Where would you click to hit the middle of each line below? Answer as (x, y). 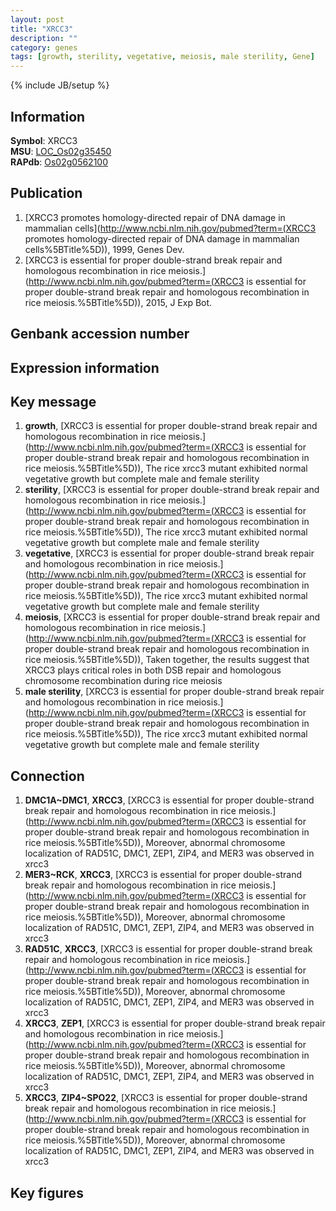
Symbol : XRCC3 (44, 140)
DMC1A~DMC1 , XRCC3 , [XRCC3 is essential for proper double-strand (169, 800)
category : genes (44, 47)
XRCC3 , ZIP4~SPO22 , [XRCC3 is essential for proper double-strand (166, 1098)
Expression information (85, 367)
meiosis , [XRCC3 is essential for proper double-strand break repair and (172, 617)
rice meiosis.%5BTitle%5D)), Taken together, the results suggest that (167, 660)
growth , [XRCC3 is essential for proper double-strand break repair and (171, 426)
